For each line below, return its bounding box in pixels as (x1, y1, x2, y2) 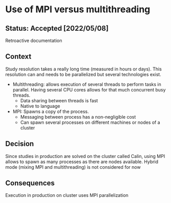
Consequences (5, 179, 55, 188)
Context (5, 52, 32, 61)
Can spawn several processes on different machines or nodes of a (20, 119, 160, 125)
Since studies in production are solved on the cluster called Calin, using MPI (5, 153, 165, 159)
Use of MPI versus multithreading (5, 4, 151, 15)
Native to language (20, 103, 60, 109)
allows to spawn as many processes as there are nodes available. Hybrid (5, 159, 159, 165)
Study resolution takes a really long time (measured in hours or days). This (5, 65, 162, 72)
